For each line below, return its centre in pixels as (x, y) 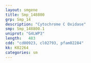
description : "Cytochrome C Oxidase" (46, 24)
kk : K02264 (17, 48)
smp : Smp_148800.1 (25, 29)
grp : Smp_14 (18, 19)
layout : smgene (22, 10)
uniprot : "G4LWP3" (25, 34)
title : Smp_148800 (25, 15)
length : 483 (21, 39)
